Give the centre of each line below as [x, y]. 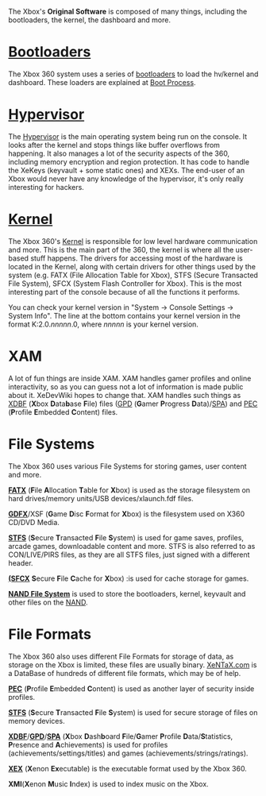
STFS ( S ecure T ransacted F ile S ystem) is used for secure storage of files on [133, 712]
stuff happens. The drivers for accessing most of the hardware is [137, 258]
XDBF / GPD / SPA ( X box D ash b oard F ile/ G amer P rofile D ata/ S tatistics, [121, 736]
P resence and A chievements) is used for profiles [88, 744]
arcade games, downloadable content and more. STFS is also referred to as [132, 546]
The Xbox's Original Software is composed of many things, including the [128, 12]
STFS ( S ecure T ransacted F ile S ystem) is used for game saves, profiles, [126, 537]
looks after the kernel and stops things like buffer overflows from [114, 145]
